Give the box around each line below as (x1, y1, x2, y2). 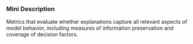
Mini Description (6, 5, 55, 13)
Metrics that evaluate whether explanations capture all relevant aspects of (6, 18, 188, 26)
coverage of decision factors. (6, 31, 78, 38)
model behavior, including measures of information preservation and (6, 24, 174, 32)
